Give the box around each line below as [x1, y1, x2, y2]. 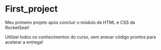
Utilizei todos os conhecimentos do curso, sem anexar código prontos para [5, 34, 156, 40]
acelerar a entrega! [5, 39, 43, 45]
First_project [5, 3, 58, 15]
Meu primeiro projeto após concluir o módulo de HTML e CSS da [5, 19, 135, 25]
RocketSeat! [5, 24, 30, 30]
